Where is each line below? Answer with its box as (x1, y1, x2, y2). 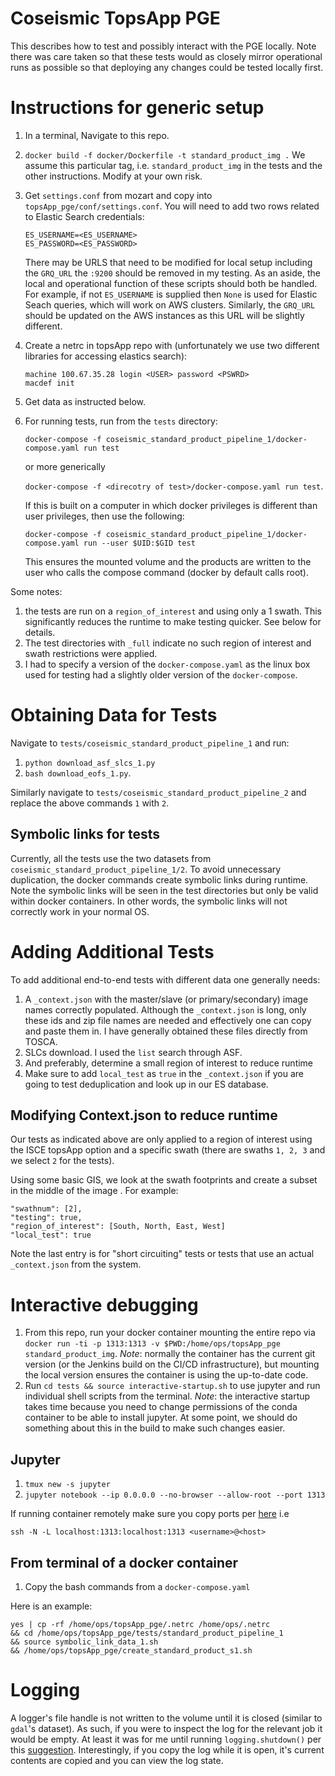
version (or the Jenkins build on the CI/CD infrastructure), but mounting (24, 1358, 320, 1371)
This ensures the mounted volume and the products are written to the (24, 555, 312, 567)
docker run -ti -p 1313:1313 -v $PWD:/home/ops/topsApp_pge (24, 1339, 281, 1349)
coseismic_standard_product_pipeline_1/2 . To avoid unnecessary (10, 863, 282, 875)
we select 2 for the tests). (10, 1155, 115, 1167)
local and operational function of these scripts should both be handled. (24, 277, 318, 289)
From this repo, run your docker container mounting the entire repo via (24, 1327, 316, 1339)
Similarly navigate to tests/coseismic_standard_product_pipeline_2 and (10, 786, 307, 798)
